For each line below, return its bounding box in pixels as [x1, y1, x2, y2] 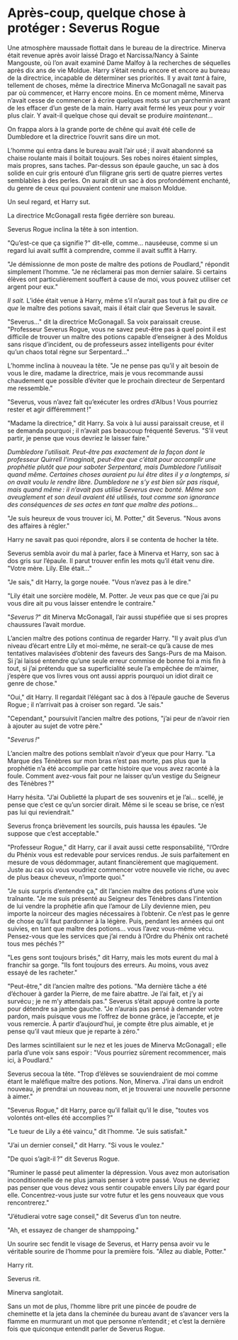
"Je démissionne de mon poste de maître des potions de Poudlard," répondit [7, 260, 230, 268]
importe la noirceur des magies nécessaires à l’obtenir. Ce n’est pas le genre [7, 909, 230, 918]
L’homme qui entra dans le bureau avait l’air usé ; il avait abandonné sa [7, 146, 214, 154]
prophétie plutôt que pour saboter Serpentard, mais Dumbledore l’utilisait [7, 462, 222, 471]
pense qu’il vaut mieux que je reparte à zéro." [7, 1027, 140, 1035]
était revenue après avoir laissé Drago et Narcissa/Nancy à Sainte [7, 51, 199, 59]
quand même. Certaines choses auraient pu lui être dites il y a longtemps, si [7, 470, 230, 479]
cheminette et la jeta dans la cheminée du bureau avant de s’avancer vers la [7, 1309, 229, 1318]
